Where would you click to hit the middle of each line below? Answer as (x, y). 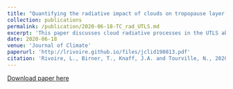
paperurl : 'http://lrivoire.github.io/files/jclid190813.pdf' (99, 52)
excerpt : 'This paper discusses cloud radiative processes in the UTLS (113, 33)
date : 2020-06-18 (32, 39)
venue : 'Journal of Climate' (49, 46)
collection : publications (44, 20)
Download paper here (38, 78)
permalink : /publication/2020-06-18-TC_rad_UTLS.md (83, 26)
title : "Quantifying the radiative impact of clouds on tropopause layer (116, 13)
